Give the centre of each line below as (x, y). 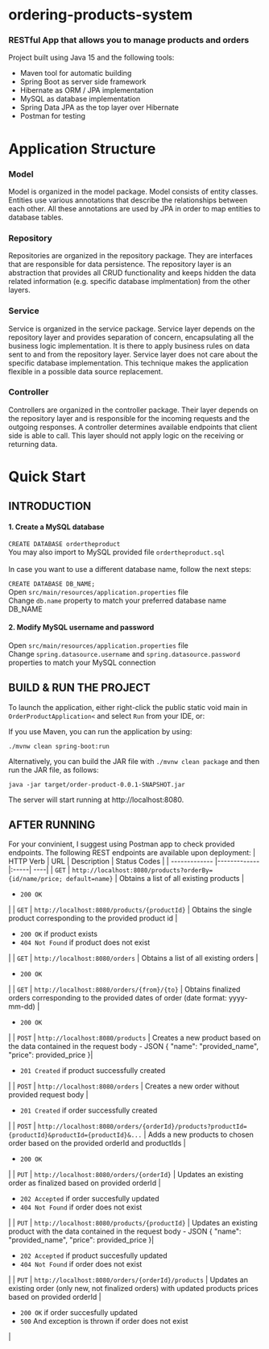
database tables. (36, 217)
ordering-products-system (101, 15)
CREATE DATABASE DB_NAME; (52, 584)
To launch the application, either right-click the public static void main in (128, 707)
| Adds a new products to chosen (199, 1134)
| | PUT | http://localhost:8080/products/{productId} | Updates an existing (133, 1223)
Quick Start (47, 477)
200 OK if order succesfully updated (79, 1313)
